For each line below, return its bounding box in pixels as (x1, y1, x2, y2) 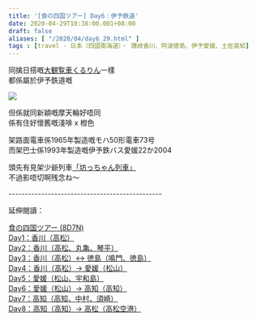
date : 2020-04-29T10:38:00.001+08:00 (8, 19, 136, 28)
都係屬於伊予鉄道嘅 (8, 75, 73, 85)
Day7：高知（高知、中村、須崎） (8, 293, 118, 304)
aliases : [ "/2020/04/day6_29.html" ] (8, 34, 139, 43)
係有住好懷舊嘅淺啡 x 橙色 (8, 118, 95, 128)
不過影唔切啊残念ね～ (8, 173, 79, 182)
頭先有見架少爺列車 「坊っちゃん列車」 (8, 163, 136, 173)
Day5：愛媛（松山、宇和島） (8, 273, 104, 284)
